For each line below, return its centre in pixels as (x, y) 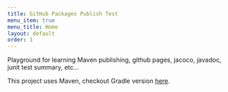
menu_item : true (31, 20)
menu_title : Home (33, 27)
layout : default (31, 33)
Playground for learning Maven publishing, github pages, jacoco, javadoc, (114, 60)
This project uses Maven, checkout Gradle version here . (89, 81)
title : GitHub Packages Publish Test (63, 14)
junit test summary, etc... (43, 67)
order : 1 (20, 40)
